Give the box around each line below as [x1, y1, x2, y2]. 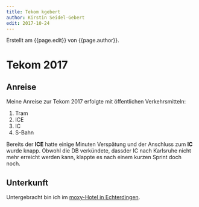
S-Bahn [14, 129, 34, 136]
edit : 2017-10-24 [6, 20, 50, 26]
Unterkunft [6, 177, 48, 188]
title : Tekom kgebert [6, 8, 61, 15]
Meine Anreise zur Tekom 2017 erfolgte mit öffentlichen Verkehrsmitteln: [6, 98, 186, 105]
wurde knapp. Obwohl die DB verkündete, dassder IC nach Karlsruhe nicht [6, 147, 192, 154]
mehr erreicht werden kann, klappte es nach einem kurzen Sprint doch [6, 154, 182, 161]
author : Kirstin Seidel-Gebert [6, 15, 85, 21]
